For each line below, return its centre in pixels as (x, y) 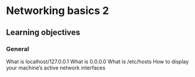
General (18, 49)
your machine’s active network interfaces (56, 68)
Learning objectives (43, 32)
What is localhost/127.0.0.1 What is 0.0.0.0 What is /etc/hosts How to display (97, 61)
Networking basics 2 (58, 11)
